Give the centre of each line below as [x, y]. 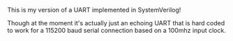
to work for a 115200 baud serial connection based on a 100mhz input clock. [117, 30]
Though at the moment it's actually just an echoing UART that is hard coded [116, 23]
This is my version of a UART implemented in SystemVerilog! [94, 10]
